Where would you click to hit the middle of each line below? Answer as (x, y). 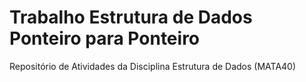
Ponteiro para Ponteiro (105, 38)
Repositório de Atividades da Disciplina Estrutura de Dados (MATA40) (153, 66)
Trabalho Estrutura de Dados (131, 17)
